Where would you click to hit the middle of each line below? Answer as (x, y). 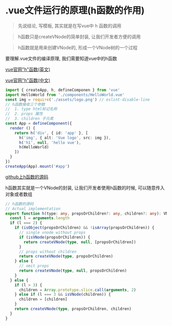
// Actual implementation (33, 208)
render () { (23, 128)
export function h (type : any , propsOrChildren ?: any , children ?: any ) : (83, 214)
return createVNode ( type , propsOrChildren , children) (73, 309)
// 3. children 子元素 (29, 119)
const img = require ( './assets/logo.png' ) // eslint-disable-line (78, 100)
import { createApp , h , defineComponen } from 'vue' (63, 90)
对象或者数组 (19, 194)
